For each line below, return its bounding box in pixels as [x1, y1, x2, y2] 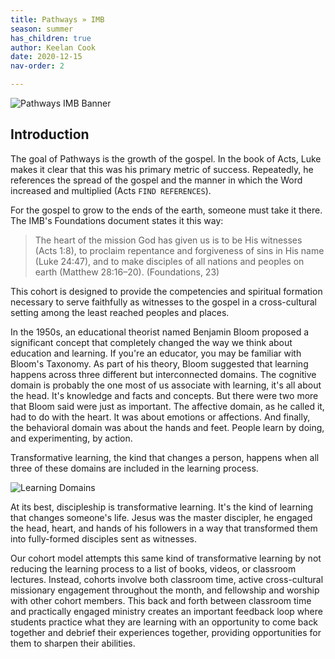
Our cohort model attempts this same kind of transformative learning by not [10, 552, 322, 564]
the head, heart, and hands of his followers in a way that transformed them [10, 522, 318, 534]
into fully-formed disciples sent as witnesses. [10, 532, 198, 545]
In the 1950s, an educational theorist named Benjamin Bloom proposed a [10, 326, 310, 338]
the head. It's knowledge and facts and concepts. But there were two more [10, 389, 319, 401]
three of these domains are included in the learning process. [10, 462, 259, 474]
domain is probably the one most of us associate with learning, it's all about [10, 379, 322, 391]
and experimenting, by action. [10, 432, 133, 444]
